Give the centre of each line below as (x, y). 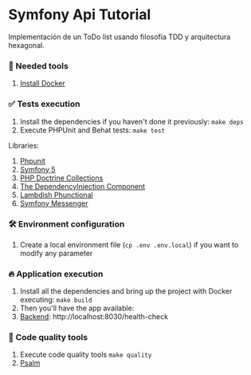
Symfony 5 (37, 169)
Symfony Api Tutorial (80, 15)
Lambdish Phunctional (56, 195)
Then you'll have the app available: (77, 308)
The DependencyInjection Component (82, 186)
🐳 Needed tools (39, 65)
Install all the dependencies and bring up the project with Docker (126, 291)
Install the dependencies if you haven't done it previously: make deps (132, 121)
